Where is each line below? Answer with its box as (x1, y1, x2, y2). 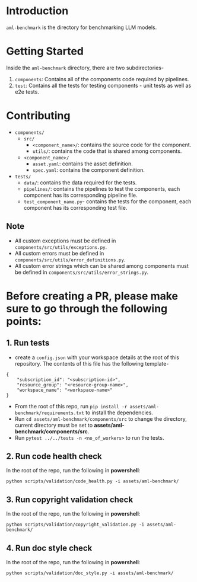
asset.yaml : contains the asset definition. (32, 160, 134, 167)
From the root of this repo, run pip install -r (14, 402, 128, 410)
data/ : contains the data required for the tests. (23, 179, 137, 186)
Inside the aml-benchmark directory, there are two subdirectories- (6, 64, 164, 71)
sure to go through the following (6, 302, 168, 315)
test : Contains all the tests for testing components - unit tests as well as (14, 82, 192, 89)
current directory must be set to (14, 421, 93, 428)
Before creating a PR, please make (6, 289, 179, 303)
